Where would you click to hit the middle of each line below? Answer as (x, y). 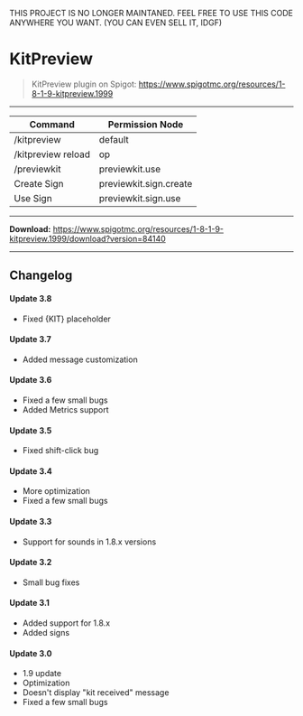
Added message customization (80, 359)
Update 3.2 (31, 563)
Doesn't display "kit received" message (96, 693)
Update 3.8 (31, 298)
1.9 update (41, 674)
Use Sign (33, 198)
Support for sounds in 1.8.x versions (89, 542)
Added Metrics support (66, 409)
